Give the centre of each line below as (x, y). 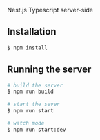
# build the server (35, 85)
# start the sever (33, 104)
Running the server (49, 70)
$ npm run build (30, 92)
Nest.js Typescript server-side (50, 10)
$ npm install (28, 48)
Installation (32, 32)
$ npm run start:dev (37, 130)
